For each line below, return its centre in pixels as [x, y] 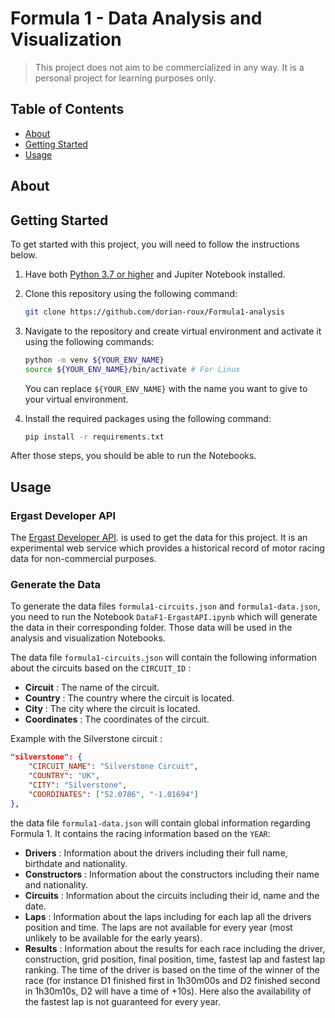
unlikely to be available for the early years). [113, 938]
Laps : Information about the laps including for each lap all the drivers [168, 916]
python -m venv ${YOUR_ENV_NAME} [94, 360]
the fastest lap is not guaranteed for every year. [123, 1001]
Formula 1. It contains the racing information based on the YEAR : [140, 833]
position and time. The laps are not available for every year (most [158, 927]
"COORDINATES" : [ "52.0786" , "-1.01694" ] [113, 794]
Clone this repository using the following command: [131, 293]
